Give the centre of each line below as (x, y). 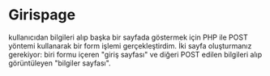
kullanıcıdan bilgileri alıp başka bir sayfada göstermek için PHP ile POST (129, 37)
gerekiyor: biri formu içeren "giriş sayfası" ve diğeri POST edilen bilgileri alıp (135, 54)
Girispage (42, 15)
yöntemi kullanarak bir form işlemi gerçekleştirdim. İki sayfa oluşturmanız (130, 45)
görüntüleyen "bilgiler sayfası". (60, 63)
